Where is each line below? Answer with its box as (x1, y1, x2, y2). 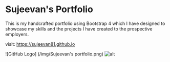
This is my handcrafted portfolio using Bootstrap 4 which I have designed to (5, 20, 165, 26)
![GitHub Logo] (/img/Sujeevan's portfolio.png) (5, 51, 104, 57)
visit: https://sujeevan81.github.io (5, 41, 75, 47)
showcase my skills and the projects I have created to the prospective (5, 25, 153, 32)
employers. (5, 31, 29, 37)
